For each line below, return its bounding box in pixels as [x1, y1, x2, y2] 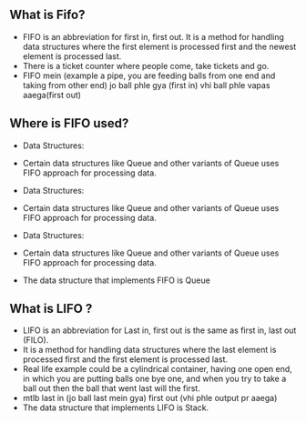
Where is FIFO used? [9, 116, 129, 131]
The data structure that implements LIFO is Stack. [22, 402, 209, 413]
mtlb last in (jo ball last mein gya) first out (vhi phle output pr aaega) [22, 393, 278, 404]
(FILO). [22, 335, 49, 346]
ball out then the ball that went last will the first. [22, 383, 200, 394]
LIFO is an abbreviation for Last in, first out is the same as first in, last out [22, 325, 297, 336]
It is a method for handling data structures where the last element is [22, 345, 277, 356]
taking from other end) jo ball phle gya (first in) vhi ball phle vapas [22, 79, 270, 90]
